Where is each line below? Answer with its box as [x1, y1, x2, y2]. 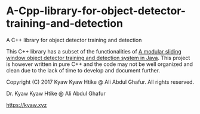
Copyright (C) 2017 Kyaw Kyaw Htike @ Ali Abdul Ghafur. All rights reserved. [6, 78, 195, 85]
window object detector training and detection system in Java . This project [6, 54, 190, 61]
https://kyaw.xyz [6, 101, 47, 108]
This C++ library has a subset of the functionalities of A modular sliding [6, 47, 182, 55]
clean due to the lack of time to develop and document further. [6, 66, 160, 74]
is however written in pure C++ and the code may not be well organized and [6, 61, 193, 68]
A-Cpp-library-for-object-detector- [6, 4, 186, 18]
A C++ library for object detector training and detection [6, 36, 142, 43]
